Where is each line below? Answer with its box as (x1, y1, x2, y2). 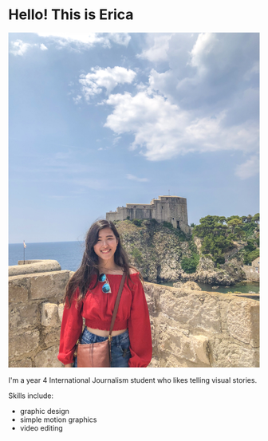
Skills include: (8, 391, 54, 400)
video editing (19, 423, 64, 432)
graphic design (19, 406, 70, 415)
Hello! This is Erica (8, 6, 134, 24)
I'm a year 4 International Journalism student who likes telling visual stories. (8, 375, 258, 384)
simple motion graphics (19, 415, 97, 424)
